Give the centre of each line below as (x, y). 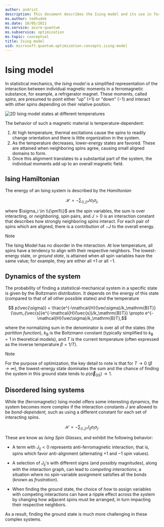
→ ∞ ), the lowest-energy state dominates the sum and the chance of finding (82, 368)
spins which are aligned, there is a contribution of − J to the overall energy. (80, 227)
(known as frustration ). (35, 479)
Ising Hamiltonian (32, 179)
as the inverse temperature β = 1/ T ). (41, 344)
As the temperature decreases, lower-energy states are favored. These (83, 143)
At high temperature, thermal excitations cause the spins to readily (79, 133)
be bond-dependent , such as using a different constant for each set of (76, 412)
